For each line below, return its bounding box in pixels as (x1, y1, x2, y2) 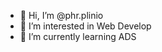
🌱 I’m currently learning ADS (19, 31, 137, 42)
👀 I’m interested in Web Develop (19, 20, 152, 32)
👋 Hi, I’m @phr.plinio (19, 10, 104, 21)
